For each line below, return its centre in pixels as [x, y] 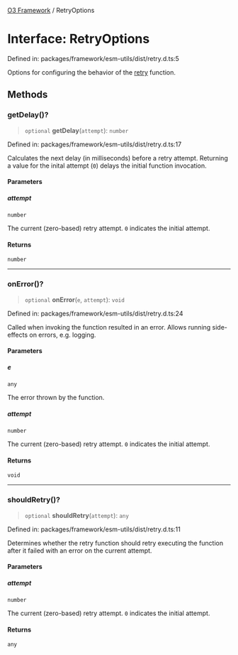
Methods [28, 95]
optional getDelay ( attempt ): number [76, 130]
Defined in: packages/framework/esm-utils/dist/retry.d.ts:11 [94, 529]
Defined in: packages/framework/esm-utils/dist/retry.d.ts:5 [93, 58]
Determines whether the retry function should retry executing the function [115, 543]
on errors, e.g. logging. [63, 335]
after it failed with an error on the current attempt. [80, 551]
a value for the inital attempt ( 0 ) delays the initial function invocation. [107, 166]
